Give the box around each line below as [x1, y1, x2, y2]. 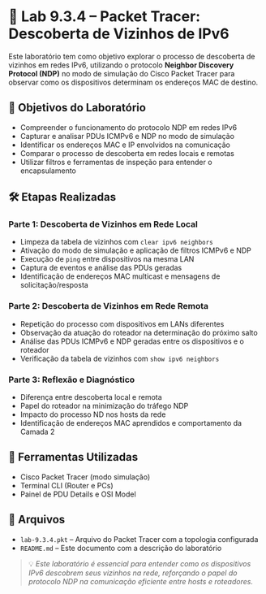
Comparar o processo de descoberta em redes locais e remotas [19, 148, 235, 158]
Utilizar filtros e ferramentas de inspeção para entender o [19, 157, 212, 167]
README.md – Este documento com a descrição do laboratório [19, 543, 222, 553]
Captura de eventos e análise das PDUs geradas [19, 263, 182, 273]
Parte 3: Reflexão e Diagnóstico [8, 374, 135, 385]
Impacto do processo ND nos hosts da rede [19, 410, 166, 419]
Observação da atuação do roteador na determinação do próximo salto [19, 327, 258, 337]
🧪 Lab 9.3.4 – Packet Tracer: [8, 7, 201, 26]
